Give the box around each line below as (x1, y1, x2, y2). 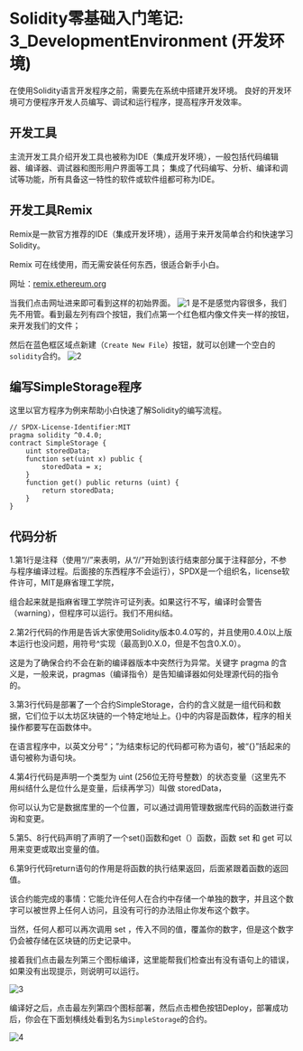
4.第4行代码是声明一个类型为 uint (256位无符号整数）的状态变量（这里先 (9, 772, 279, 783)
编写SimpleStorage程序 (9, 379, 142, 394)
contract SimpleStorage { (9, 439, 106, 448)
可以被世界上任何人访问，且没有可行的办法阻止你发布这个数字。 (16, 905, 254, 915)
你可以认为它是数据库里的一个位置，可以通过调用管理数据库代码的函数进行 (9, 802, 286, 813)
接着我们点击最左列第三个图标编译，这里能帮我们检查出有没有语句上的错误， (9, 954, 294, 965)
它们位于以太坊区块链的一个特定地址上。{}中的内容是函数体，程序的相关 (24, 710, 293, 721)
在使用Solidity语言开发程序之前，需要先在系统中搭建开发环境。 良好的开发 (9, 85, 284, 96)
